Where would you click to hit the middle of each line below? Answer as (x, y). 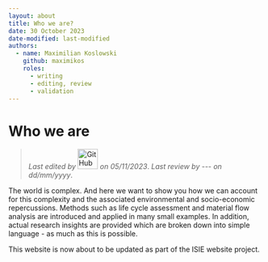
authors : (23, 46)
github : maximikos (54, 61)
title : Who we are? (41, 23)
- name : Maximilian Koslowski (66, 53)
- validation (52, 91)
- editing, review (61, 83)
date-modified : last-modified (59, 38)
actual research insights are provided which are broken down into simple (129, 225)
